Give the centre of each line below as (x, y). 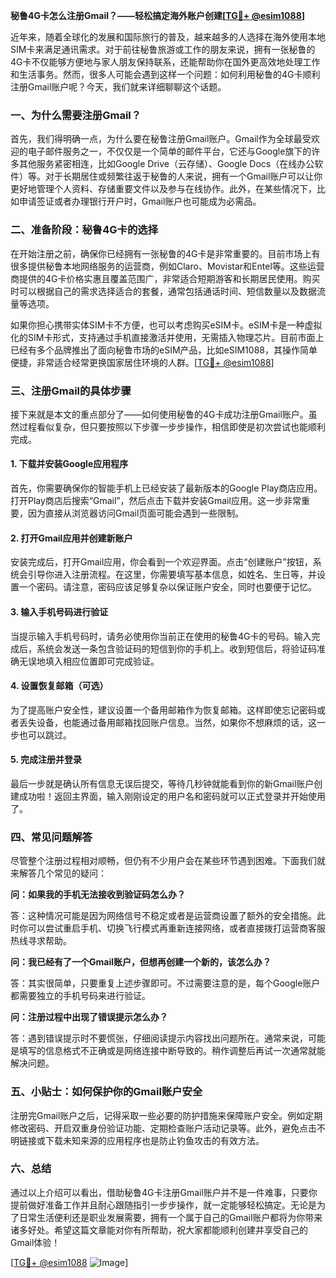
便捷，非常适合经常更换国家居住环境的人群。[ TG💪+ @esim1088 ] (142, 362)
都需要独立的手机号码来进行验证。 (80, 996)
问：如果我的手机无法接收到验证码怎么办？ (98, 895)
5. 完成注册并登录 (46, 760)
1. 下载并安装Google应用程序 (69, 464)
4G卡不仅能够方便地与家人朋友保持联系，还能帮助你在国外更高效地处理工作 (165, 62)
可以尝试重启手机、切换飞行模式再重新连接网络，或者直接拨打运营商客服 (176, 928)
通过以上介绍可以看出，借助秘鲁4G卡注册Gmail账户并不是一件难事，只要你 (164, 1192)
